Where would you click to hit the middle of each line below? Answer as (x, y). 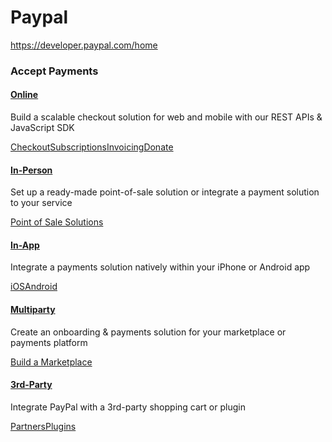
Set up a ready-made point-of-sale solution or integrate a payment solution (165, 192)
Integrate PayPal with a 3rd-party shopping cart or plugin (128, 407)
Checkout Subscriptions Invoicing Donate (92, 147)
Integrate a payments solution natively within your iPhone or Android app (160, 267)
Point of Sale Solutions (57, 222)
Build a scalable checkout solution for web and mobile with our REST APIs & (166, 117)
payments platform (49, 342)
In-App (25, 245)
